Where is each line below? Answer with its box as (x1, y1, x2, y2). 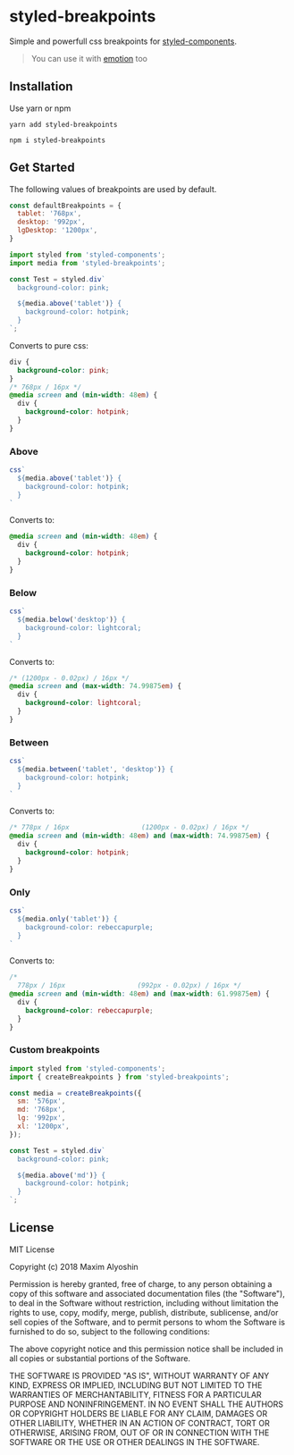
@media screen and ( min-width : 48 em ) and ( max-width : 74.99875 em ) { (9, 831, 270, 841)
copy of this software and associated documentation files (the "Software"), (9, 1288, 286, 1299)
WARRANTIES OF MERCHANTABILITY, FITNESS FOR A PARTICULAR (9, 1389, 262, 1400)
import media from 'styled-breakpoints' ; (9, 258, 166, 267)
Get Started (9, 160, 75, 175)
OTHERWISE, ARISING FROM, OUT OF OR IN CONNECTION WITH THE (9, 1427, 270, 1438)
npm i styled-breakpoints (9, 136, 105, 145)
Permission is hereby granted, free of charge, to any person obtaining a (9, 1278, 273, 1289)
